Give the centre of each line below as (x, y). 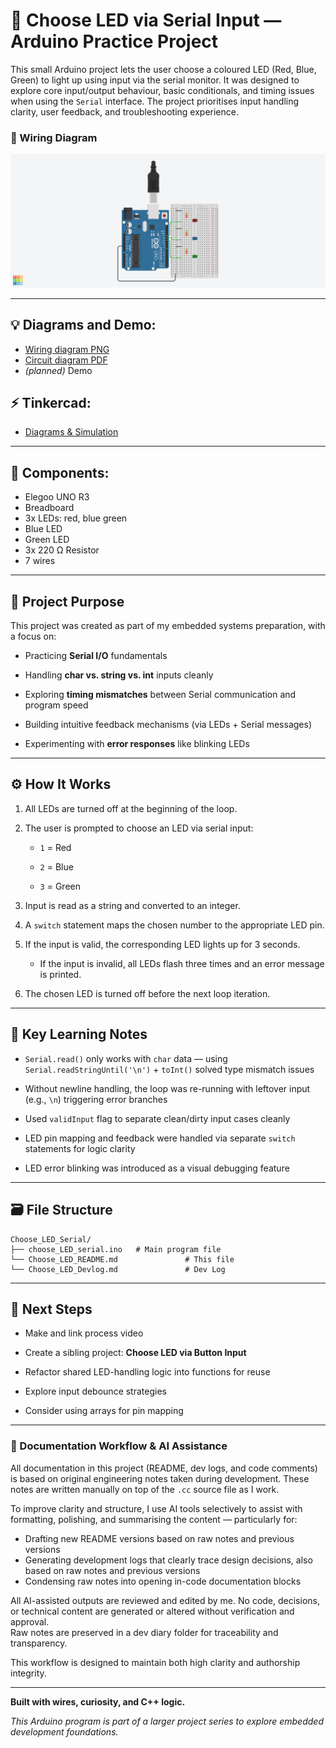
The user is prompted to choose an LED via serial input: (139, 828)
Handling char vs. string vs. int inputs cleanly (119, 675)
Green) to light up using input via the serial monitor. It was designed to (155, 80)
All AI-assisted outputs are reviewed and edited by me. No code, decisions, (165, 1600)
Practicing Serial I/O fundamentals (96, 656)
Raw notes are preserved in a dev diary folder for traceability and (144, 1632)
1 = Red (55, 847)
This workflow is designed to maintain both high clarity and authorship (155, 1662)
